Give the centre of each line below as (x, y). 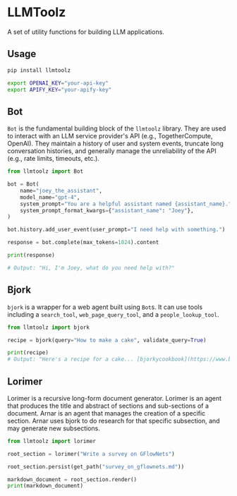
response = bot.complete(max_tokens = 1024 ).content (83, 243)
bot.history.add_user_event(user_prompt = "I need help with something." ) (116, 230)
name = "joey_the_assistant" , (61, 190)
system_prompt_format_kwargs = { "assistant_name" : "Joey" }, (107, 210)
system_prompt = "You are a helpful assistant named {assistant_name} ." (126, 204)
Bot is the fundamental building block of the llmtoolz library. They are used (117, 128)
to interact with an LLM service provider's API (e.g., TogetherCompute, (110, 136)
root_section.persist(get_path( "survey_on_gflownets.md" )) (96, 466)
